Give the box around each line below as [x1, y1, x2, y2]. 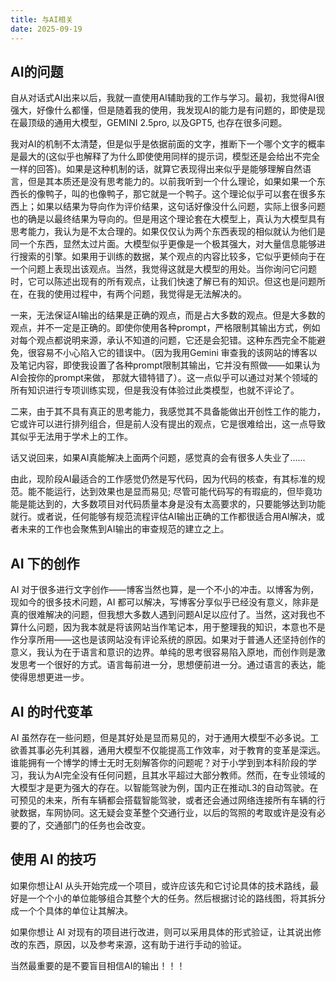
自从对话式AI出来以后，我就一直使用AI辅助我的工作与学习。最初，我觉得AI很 [10, 92, 325, 104]
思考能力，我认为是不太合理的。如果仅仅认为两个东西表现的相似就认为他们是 [10, 226, 326, 238]
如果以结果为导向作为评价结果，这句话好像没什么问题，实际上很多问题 [36, 201, 326, 213]
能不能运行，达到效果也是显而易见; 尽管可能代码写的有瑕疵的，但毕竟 [27, 486, 314, 498]
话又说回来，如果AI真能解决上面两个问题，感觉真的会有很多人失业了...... [10, 452, 306, 464]
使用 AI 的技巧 [10, 851, 97, 868]
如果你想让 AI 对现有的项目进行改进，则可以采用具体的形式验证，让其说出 [10, 926, 313, 938]
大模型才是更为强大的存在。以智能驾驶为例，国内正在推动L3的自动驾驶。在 [10, 781, 319, 793]
